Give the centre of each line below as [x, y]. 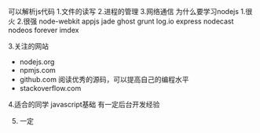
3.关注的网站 [29, 46]
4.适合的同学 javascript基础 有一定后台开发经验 [84, 104]
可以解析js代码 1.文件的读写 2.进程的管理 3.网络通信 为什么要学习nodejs [124, 11]
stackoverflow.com [50, 88]
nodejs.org [37, 62]
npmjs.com [38, 70]
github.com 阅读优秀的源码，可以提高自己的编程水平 [104, 79]
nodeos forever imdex [44, 30]
